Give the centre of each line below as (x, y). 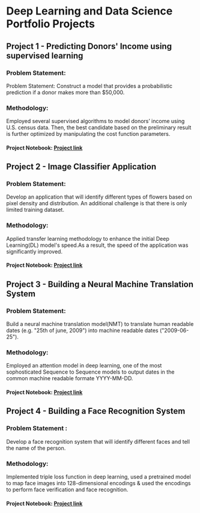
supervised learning (45, 56)
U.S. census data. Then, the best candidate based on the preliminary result (99, 127)
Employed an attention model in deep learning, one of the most (84, 366)
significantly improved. (35, 251)
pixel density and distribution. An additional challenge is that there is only (97, 203)
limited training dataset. (35, 210)
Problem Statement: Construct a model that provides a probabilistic (89, 86)
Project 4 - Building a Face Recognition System (96, 411)
